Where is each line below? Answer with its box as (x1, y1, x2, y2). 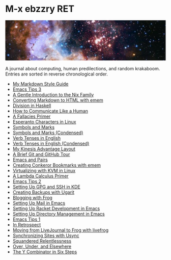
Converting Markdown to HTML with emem (12, 97, 103, 103)
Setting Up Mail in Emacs (12, 200, 65, 206)
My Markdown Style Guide (12, 81, 69, 87)
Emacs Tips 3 (12, 86, 42, 92)
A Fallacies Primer (12, 113, 51, 119)
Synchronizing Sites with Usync (12, 232, 80, 239)
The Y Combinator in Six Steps (12, 248, 77, 255)
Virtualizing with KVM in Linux (12, 167, 76, 173)
